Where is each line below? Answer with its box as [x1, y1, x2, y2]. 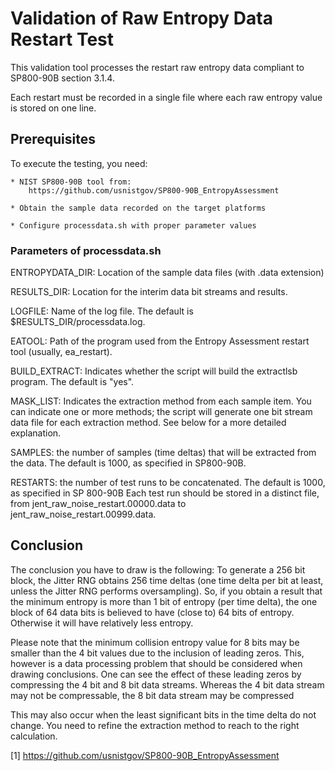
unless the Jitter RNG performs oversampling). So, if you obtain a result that [10, 585, 323, 597]
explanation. [10, 427, 62, 439]
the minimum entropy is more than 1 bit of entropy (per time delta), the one [10, 595, 318, 607]
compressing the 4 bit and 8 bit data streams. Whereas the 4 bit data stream [10, 678, 325, 691]
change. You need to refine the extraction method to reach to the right [10, 719, 300, 731]
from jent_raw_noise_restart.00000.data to [10, 498, 187, 510]
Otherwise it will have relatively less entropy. [10, 617, 194, 629]
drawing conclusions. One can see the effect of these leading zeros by [10, 668, 302, 680]
